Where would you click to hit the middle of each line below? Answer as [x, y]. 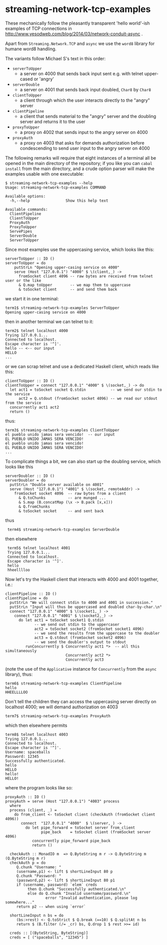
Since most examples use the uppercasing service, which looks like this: [80, 249]
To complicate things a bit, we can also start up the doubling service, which [83, 461]
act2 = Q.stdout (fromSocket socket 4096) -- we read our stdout [88, 398]
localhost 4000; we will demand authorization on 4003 [62, 707]
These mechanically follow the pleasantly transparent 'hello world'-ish [77, 23]
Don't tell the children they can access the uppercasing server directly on [81, 701]
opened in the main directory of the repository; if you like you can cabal [79, 163]
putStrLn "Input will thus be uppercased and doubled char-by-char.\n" [86, 607]
